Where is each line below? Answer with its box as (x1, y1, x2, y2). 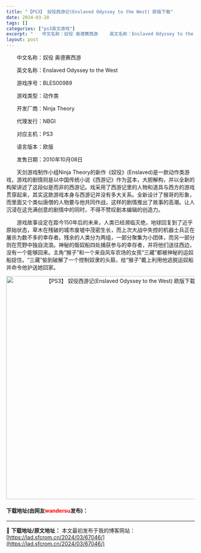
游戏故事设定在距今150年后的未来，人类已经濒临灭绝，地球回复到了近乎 (16, 219, 193, 226)
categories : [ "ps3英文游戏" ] (6, 25, 75, 32)
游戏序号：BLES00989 (16, 79, 73, 86)
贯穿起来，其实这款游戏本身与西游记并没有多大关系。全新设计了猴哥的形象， (6, 191, 195, 198)
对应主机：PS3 (16, 130, 53, 137)
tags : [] (6, 20, 28, 26)
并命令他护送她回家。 (6, 264, 59, 271)
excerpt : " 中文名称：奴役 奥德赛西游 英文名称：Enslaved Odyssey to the (6, 31, 194, 37)
